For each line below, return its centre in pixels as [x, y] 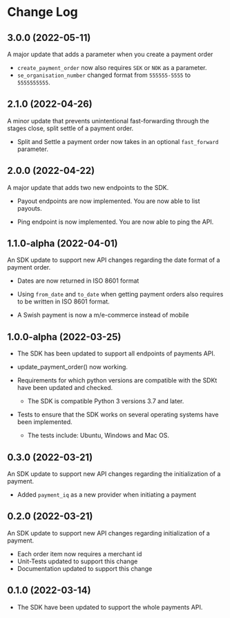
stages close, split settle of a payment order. [70, 128]
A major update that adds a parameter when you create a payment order [110, 54]
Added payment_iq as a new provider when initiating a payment [107, 495]
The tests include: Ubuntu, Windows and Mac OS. [98, 435]
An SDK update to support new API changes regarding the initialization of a [114, 474]
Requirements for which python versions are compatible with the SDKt [117, 380]
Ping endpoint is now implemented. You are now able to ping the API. [115, 222]
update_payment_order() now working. [72, 367]
